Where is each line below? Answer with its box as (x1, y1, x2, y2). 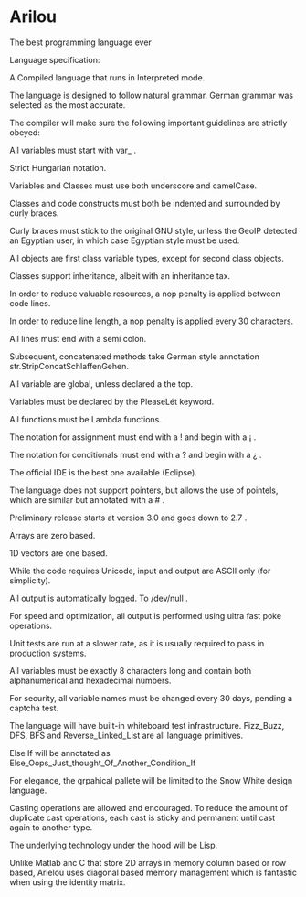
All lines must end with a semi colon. (9, 333, 147, 344)
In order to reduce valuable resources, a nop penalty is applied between (9, 288, 280, 299)
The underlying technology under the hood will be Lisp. (9, 839, 217, 850)
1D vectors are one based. (9, 547, 108, 559)
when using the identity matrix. (9, 876, 126, 888)
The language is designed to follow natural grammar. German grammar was (9, 90, 294, 101)
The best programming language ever (9, 37, 153, 48)
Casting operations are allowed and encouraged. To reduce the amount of (9, 802, 288, 813)
